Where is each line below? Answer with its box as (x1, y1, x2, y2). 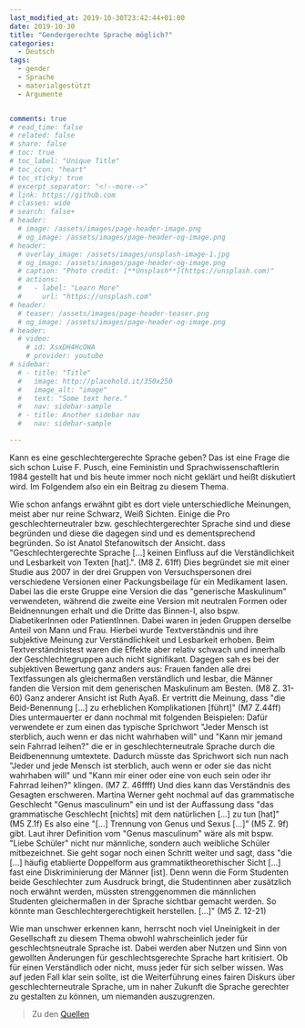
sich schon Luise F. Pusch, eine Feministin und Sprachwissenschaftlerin (9, 461, 280, 472)
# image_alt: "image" (17, 385, 107, 395)
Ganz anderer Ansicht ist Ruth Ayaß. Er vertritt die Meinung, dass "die (24, 692, 286, 703)
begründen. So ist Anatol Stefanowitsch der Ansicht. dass (9, 537, 226, 548)
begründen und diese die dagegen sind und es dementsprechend (9, 528, 256, 539)
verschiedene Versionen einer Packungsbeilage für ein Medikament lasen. (9, 576, 289, 587)
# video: (17, 334, 51, 344)
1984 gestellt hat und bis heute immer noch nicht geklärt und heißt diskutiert (9, 471, 296, 482)
